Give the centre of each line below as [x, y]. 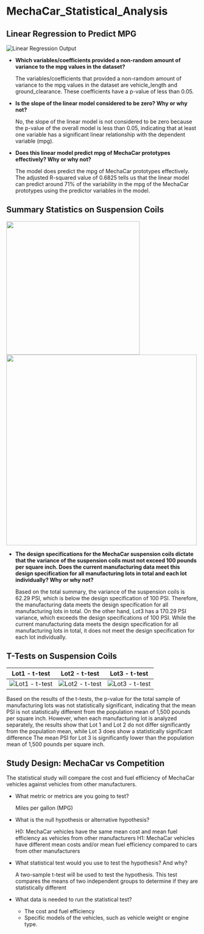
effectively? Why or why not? [53, 159]
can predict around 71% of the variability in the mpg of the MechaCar [102, 184]
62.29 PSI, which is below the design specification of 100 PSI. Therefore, [107, 598]
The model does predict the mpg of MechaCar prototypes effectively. [102, 171]
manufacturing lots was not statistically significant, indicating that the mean [101, 705]
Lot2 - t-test [80, 674]
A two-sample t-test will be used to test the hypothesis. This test [96, 875]
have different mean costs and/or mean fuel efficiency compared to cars [106, 845]
